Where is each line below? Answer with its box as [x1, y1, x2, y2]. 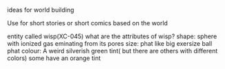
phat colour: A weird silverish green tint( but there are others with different [7, 47, 218, 55]
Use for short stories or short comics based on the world [7, 19, 169, 27]
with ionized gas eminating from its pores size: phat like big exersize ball [7, 40, 213, 47]
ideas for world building [7, 6, 74, 14]
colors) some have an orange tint [7, 54, 101, 62]
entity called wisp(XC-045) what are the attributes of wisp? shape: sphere [7, 32, 217, 40]
